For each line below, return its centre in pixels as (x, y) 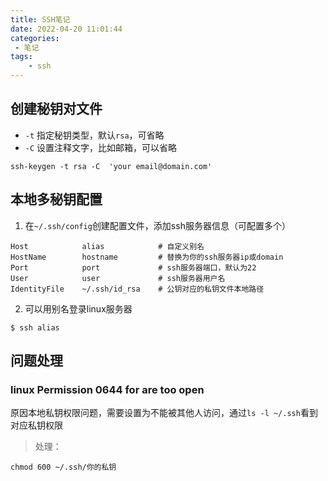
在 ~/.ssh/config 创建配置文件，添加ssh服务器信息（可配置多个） (157, 225)
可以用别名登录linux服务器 (78, 308)
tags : (21, 57)
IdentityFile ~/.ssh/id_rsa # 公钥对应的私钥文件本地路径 (137, 289)
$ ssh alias (35, 327)
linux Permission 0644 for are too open (107, 389)
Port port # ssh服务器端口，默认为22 (133, 267)
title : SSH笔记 (40, 19)
